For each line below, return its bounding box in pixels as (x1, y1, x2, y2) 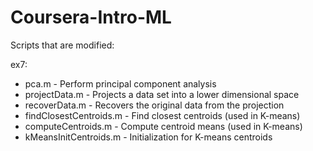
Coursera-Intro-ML (10, 6, 172, 29)
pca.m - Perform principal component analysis (24, 77, 217, 90)
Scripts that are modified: (10, 39, 115, 51)
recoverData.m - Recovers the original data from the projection (24, 99, 285, 111)
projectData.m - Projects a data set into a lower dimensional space (24, 88, 300, 100)
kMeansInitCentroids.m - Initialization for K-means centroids (24, 131, 273, 143)
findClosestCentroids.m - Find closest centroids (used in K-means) (24, 109, 301, 121)
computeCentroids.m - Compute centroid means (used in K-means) (24, 120, 303, 132)
